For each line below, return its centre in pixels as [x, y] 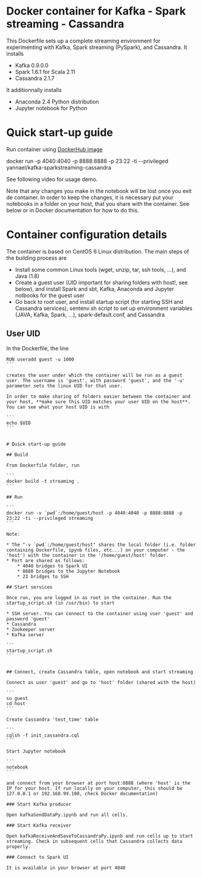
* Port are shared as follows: [46, 560]
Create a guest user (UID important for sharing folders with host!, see [101, 282]
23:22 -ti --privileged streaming [50, 518]
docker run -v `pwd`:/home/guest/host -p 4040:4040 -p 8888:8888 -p [94, 513]
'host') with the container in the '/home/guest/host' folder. [88, 555]
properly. [19, 846]
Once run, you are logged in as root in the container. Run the [89, 597]
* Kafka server [25, 635]
